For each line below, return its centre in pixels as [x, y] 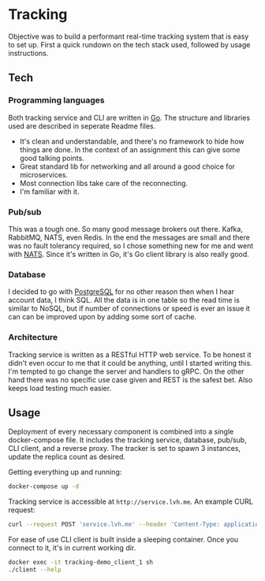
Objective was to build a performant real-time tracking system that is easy [129, 36]
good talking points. [52, 158]
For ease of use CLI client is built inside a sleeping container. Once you [123, 540]
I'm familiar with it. [49, 192]
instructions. [28, 53]
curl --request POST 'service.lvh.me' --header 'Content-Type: [114, 525]
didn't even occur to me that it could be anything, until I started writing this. [130, 363]
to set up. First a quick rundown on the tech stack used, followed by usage [129, 44]
